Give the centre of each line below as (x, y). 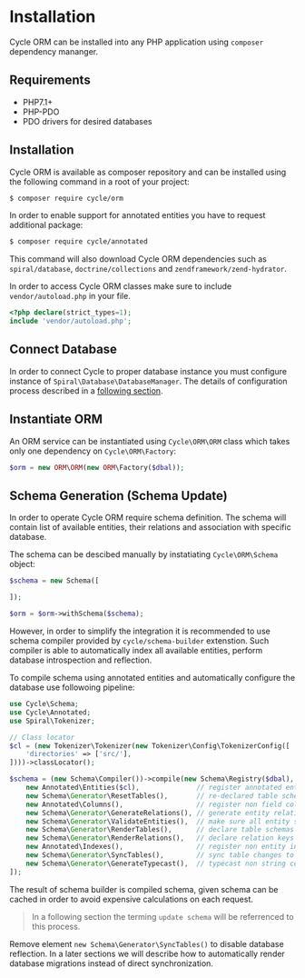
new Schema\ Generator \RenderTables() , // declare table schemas (160, 830)
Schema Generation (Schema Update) (119, 496)
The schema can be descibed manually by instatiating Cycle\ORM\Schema (144, 554)
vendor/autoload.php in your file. (70, 296)
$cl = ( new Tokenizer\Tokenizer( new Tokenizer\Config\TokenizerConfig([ (150, 746)
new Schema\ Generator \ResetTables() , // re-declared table (152, 796)
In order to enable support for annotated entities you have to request (138, 215)
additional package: (46, 225)
